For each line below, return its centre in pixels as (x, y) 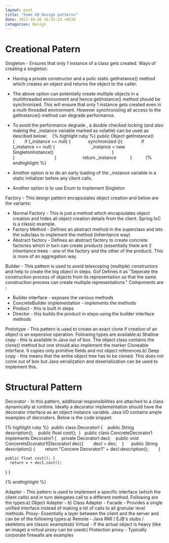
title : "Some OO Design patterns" (42, 15)
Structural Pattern (44, 387)
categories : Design (26, 24)
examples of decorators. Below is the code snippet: (59, 418)
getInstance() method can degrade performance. (64, 115)
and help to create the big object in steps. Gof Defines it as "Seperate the (82, 272)
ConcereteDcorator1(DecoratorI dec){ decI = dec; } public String (81, 444)
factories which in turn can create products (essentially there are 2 (82, 246)
